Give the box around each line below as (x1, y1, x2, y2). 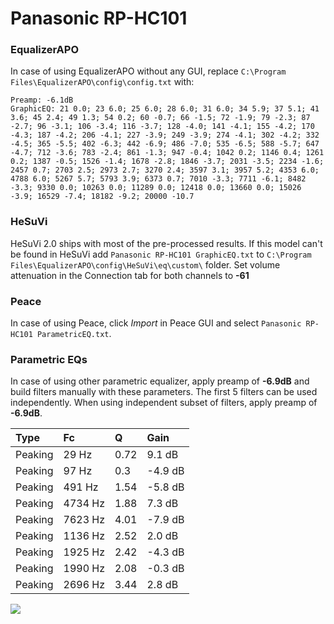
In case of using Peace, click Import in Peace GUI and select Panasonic (10, 317, 302, 329)
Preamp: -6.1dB (10, 95, 74, 106)
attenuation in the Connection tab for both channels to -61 (10, 269, 250, 281)
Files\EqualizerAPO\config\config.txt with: (10, 76, 195, 88)
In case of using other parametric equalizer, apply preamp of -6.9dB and (10, 375, 310, 387)
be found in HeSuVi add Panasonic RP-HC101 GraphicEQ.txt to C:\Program (10, 248, 312, 260)
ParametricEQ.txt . (36, 328, 112, 340)
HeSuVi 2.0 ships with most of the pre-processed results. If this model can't (10, 237, 323, 249)
